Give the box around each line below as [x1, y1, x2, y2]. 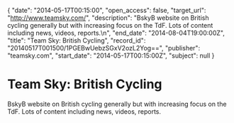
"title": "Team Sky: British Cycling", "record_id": [7, 36, 146, 45]
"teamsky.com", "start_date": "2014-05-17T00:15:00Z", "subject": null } [7, 51, 215, 60]
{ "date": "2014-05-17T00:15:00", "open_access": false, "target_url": [7, 6, 206, 14]
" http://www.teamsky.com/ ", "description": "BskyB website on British [7, 14, 209, 22]
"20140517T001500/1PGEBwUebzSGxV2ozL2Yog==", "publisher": [7, 44, 201, 52]
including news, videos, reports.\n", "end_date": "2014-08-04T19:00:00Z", [7, 28, 225, 37]
